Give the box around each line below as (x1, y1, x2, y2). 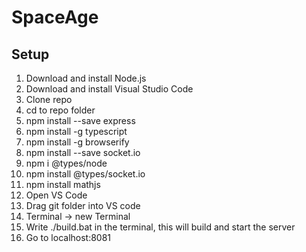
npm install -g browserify (25, 136, 130, 148)
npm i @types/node (25, 157, 108, 169)
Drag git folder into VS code (25, 200, 141, 211)
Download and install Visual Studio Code (25, 83, 194, 95)
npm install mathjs (25, 179, 101, 190)
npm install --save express (25, 115, 136, 126)
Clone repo (25, 94, 73, 105)
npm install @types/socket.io (25, 168, 146, 180)
